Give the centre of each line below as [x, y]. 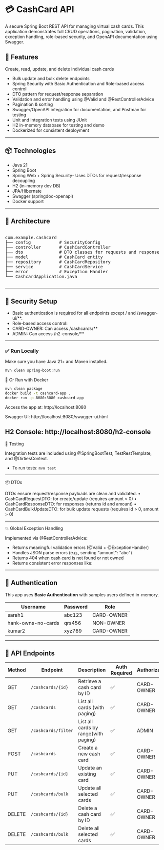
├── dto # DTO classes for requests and [71, 252]
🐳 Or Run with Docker [27, 380]
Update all [90, 788]
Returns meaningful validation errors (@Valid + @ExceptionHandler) [81, 547]
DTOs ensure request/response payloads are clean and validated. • [73, 493]
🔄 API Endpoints [30, 653]
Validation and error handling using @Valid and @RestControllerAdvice [83, 99]
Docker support [28, 201]
